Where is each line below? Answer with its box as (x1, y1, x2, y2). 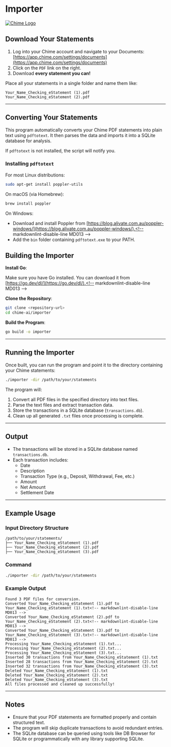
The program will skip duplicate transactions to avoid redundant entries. (12, 724, 164, 731)
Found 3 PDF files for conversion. (5, 597, 81, 602)
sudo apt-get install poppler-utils (5, 182, 83, 187)
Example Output (5, 585, 46, 592)
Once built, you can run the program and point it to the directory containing (5, 362, 163, 368)
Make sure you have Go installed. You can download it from (5, 275, 130, 281)
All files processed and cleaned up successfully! (5, 682, 115, 687)
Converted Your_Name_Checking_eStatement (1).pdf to (5, 601, 120, 606)
